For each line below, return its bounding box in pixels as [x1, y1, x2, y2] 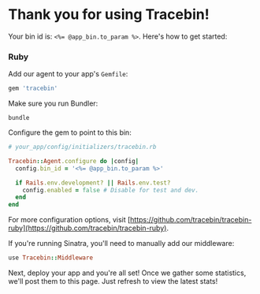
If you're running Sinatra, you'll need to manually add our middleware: [8, 239, 235, 248]
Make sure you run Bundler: [8, 99, 98, 108]
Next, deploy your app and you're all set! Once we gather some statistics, [8, 268, 247, 277]
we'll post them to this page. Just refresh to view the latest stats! [8, 277, 218, 286]
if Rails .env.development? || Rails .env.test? [15, 179, 171, 187]
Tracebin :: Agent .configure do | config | [8, 157, 139, 165]
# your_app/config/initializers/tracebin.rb [8, 143, 157, 151]
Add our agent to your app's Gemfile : [8, 69, 128, 79]
